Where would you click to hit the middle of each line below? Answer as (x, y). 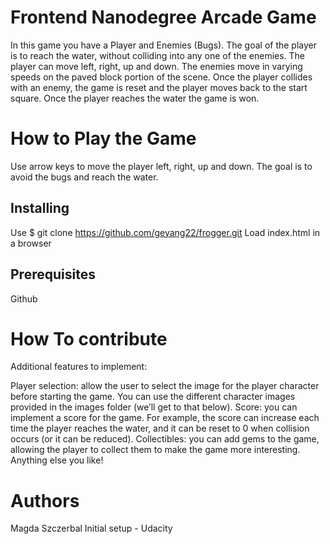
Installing (40, 208)
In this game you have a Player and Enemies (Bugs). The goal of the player (164, 45)
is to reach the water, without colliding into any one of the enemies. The (158, 55)
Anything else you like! (57, 460)
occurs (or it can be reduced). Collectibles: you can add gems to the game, (165, 439)
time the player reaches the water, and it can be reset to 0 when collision (160, 428)
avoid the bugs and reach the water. (84, 177)
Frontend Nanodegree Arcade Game (163, 17)
